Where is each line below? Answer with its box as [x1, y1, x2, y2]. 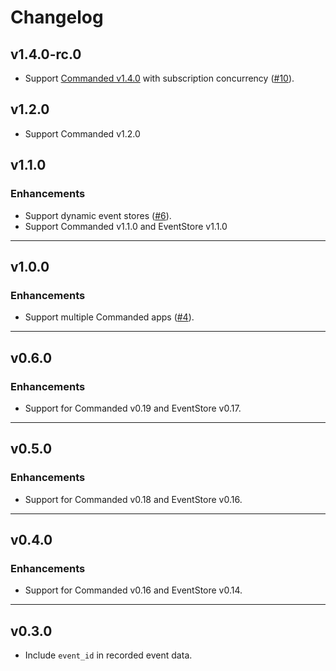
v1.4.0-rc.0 [10, 46, 82, 63]
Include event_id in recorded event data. [24, 649, 193, 661]
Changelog [10, 6, 104, 29]
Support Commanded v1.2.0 [24, 127, 141, 140]
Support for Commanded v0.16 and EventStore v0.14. [24, 584, 243, 596]
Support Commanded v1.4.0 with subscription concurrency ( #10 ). [24, 72, 295, 84]
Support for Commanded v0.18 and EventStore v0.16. [24, 493, 243, 505]
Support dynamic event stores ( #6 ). [24, 209, 172, 221]
